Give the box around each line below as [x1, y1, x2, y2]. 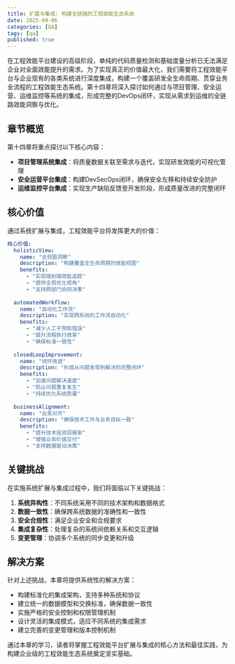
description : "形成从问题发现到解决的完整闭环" [20, 364, 145, 372]
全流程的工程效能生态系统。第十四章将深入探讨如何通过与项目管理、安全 [7, 83, 215, 91]
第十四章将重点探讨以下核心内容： [7, 142, 106, 151]
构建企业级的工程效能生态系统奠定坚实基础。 [7, 649, 136, 658]
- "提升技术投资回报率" [25, 429, 86, 437]
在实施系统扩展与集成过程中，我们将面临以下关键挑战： [7, 483, 166, 492]
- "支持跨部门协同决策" [25, 285, 86, 293]
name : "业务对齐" [20, 409, 66, 417]
